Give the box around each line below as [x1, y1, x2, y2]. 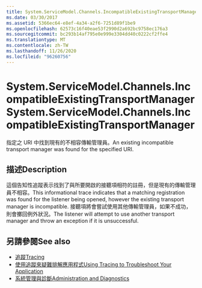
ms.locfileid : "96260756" [6, 54, 71, 60]
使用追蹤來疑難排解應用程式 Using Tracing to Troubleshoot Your [14, 261, 172, 268]
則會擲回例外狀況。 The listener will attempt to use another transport [6, 210, 175, 218]
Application [14, 268, 44, 275]
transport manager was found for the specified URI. [6, 145, 134, 152]
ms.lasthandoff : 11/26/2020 [6, 48, 77, 54]
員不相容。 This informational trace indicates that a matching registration [6, 189, 185, 196]
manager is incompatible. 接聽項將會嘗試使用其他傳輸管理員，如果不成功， [6, 203, 191, 210]
